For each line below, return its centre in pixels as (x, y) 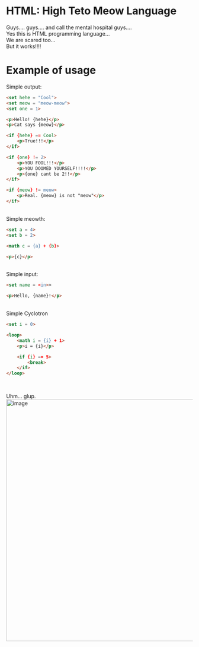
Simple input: (22, 274)
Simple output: (24, 87)
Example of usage (51, 70)
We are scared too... (31, 40)
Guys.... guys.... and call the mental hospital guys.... (69, 27)
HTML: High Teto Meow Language (91, 11)
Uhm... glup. (21, 397)
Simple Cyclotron (27, 313)
